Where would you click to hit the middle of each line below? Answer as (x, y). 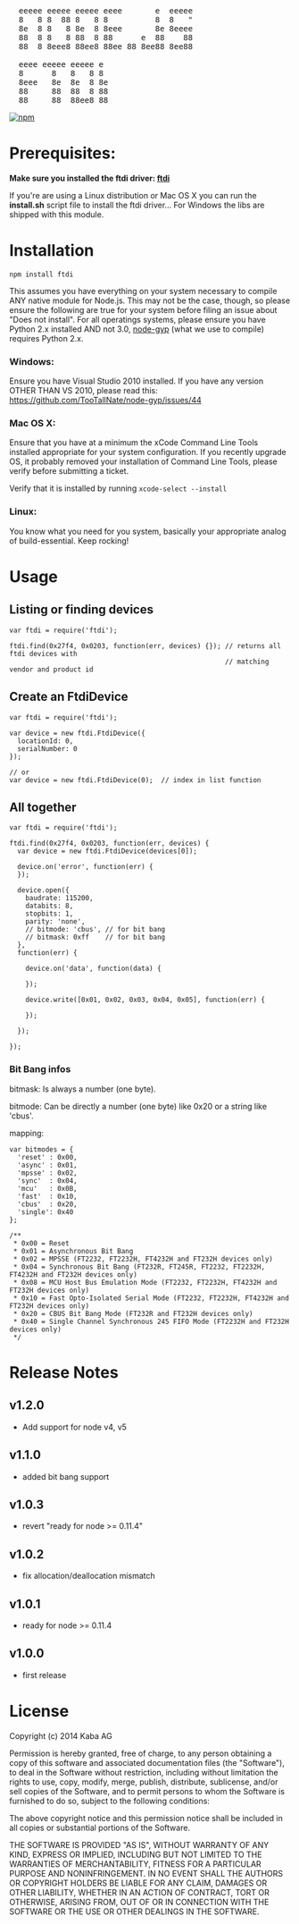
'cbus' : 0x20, (47, 1204)
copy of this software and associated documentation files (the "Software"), (147, 1762)
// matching (247, 662)
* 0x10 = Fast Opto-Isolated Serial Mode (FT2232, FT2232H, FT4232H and (151, 1298)
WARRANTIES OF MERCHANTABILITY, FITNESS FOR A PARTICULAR (135, 1864)
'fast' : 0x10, (47, 1196)
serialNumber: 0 (47, 748)
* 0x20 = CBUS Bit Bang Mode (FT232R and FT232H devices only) (133, 1313)
